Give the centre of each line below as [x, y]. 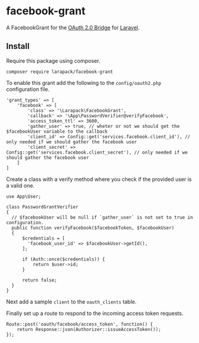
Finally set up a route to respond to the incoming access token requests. [95, 313]
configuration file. [28, 89]
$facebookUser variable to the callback [57, 131]
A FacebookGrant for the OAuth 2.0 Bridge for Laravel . [73, 27]
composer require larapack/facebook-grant [60, 72]
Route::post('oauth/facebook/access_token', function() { [80, 324]
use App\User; [24, 196]
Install [18, 46]
